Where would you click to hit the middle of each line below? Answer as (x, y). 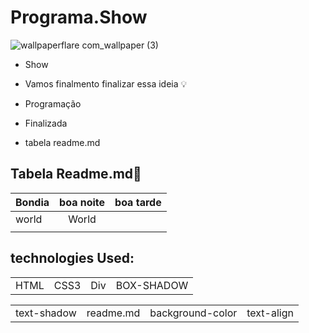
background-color (193, 313)
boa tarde (138, 202)
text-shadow (46, 313)
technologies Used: (72, 258)
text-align (270, 313)
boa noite (82, 202)
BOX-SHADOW (152, 285)
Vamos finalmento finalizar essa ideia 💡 (106, 83)
